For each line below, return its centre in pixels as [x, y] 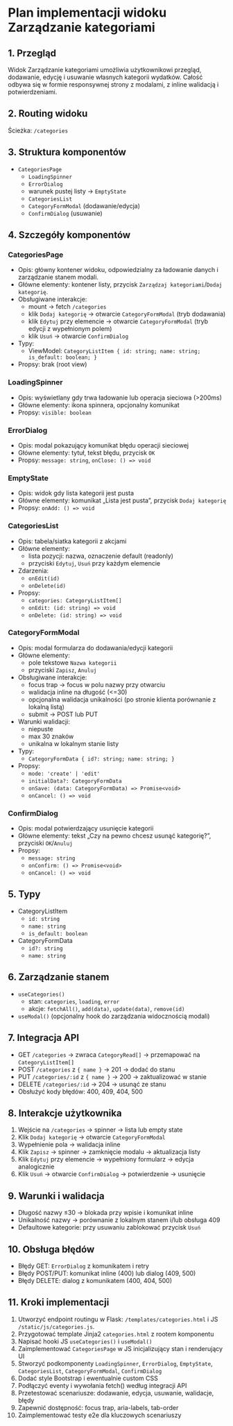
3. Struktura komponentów [67, 152]
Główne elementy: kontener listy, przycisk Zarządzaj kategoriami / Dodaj [120, 285]
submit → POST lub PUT [63, 714]
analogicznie [36, 1166]
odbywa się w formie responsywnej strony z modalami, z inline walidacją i [113, 84]
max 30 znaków [51, 736]
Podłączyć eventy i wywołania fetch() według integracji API [102, 1385]
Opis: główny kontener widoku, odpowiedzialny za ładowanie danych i [118, 270]
